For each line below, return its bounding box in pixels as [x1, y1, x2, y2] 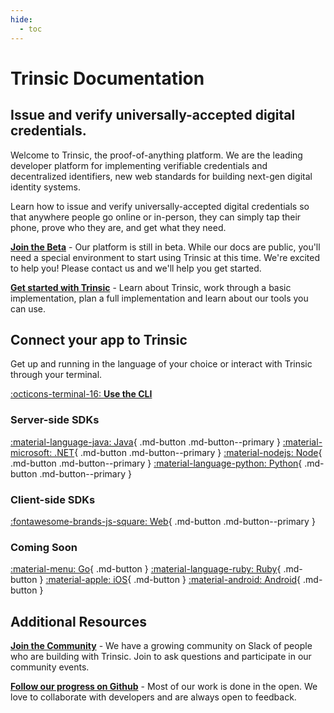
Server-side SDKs [10, 413, 100, 427]
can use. [10, 302, 47, 315]
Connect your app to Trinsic [10, 331, 188, 348]
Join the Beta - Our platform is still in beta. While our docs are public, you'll [10, 241, 321, 253]
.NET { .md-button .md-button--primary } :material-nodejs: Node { [54, 446, 323, 458]
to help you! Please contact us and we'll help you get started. [10, 262, 262, 274]
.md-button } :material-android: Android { [133, 574, 302, 586]
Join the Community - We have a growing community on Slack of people [10, 640, 313, 652]
